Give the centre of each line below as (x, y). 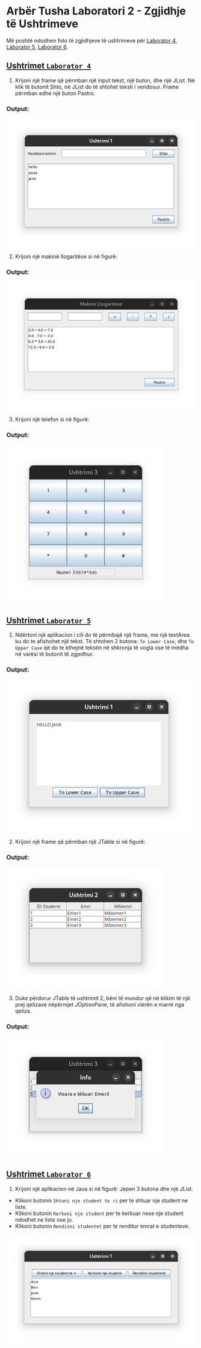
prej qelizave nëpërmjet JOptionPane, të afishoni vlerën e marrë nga (100, 1004)
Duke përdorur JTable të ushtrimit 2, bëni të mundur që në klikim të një (103, 998)
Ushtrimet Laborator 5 (49, 620)
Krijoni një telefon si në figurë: (52, 419)
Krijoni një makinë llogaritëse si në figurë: (66, 256)
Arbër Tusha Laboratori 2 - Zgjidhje (96, 11)
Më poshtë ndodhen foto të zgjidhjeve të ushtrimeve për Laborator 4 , (92, 40)
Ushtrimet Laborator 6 (49, 1174)
